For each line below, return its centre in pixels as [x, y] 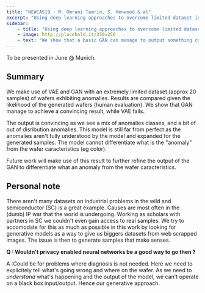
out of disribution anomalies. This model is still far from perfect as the [94, 129]
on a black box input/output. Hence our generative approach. [83, 283]
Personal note [34, 186]
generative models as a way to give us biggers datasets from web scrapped [102, 233]
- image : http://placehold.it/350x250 [67, 35]
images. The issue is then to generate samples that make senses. [88, 240]
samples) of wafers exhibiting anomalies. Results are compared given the [99, 98]
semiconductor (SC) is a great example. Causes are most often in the [93, 208]
